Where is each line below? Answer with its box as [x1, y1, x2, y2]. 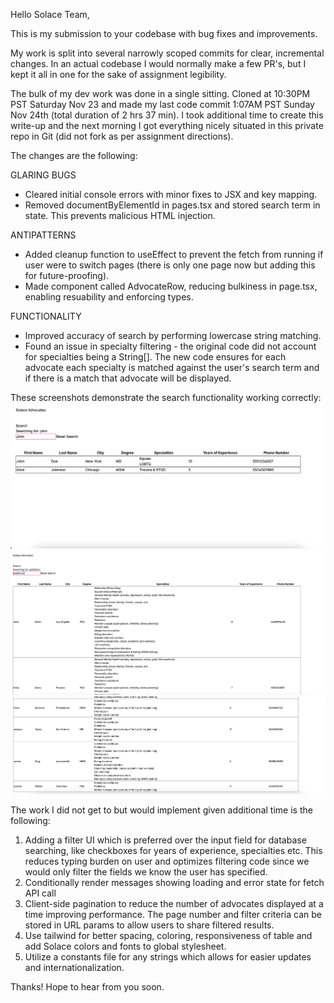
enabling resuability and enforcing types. [24, 291, 194, 303]
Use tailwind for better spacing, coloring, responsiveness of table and [24, 929, 313, 941]
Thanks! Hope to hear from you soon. [10, 980, 165, 993]
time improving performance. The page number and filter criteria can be [24, 908, 322, 920]
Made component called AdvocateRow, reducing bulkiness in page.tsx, [24, 280, 318, 292]
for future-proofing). [24, 270, 110, 281]
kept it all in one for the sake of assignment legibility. [10, 69, 227, 80]
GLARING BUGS [10, 169, 77, 181]
